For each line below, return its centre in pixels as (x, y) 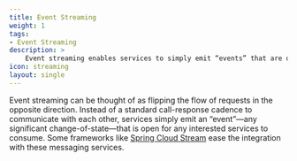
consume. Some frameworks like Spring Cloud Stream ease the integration (145, 137)
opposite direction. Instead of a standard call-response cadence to (131, 109)
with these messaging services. (67, 147)
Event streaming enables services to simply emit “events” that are (154, 58)
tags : (19, 34)
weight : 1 (27, 26)
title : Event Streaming (53, 17)
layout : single (37, 75)
